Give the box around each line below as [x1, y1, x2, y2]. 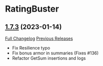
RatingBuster [5, 3, 59, 15]
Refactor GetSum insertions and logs [12, 55, 86, 61]
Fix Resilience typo [12, 45, 50, 50]
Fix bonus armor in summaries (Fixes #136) [12, 50, 99, 56]
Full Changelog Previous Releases [5, 35, 73, 41]
